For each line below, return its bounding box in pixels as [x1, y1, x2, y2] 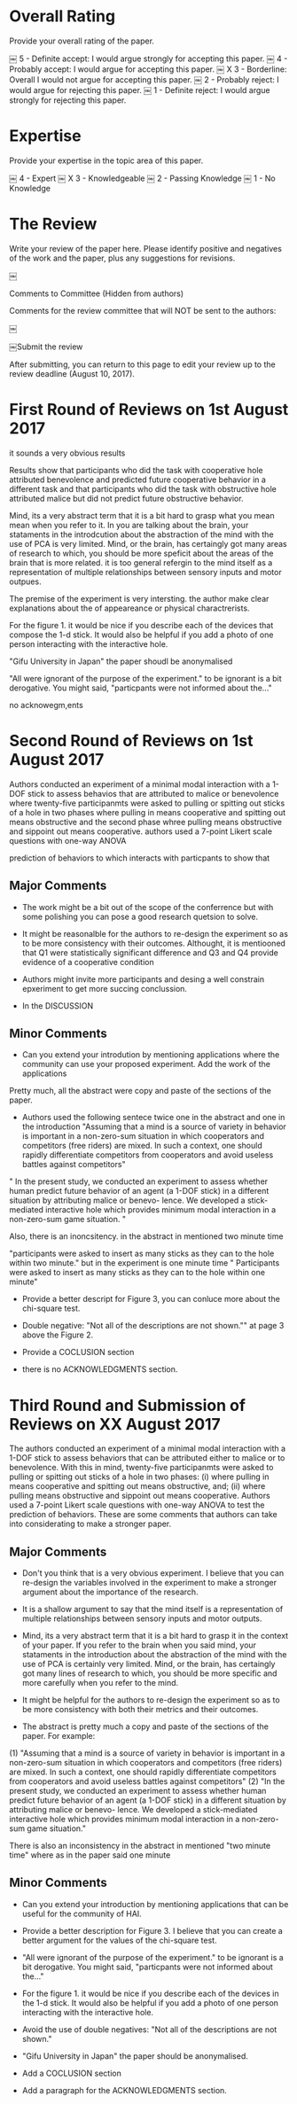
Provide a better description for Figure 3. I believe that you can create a [21, 1925, 284, 1936]
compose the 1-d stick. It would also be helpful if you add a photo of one [9, 629, 274, 640]
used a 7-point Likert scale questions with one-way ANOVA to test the [9, 1500, 265, 1510]
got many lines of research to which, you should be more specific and [21, 1668, 277, 1679]
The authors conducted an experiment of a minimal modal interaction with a [9, 1443, 286, 1454]
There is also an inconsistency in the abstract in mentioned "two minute [9, 1841, 271, 1851]
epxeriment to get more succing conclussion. [21, 983, 188, 994]
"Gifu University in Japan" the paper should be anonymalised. [21, 2050, 248, 2061]
